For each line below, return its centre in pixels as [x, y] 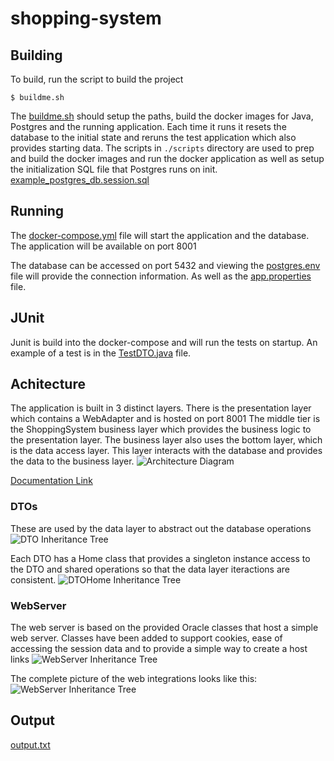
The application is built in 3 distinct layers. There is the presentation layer [161, 408]
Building [36, 55]
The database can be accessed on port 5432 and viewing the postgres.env [165, 265]
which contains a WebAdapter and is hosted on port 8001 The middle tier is [165, 419]
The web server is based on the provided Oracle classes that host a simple [164, 628]
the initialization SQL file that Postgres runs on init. [114, 169]
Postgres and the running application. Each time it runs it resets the [148, 126]
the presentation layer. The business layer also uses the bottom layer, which [166, 440]
